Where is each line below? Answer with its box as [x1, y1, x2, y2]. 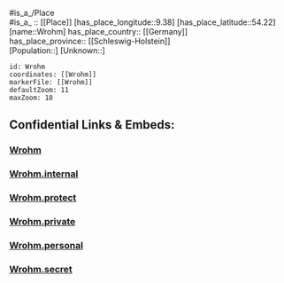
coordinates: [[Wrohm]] [9, 70, 97, 79]
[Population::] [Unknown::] [9, 45, 106, 56]
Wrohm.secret [9, 263, 73, 275]
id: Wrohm [9, 62, 46, 71]
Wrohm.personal [9, 240, 84, 251]
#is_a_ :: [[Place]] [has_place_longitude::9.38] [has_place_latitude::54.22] [9, 17, 276, 28]
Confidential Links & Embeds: [9, 117, 175, 132]
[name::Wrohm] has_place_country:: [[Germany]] [9, 27, 188, 36]
